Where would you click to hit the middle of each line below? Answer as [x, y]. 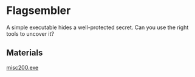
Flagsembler [39, 11]
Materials [25, 53]
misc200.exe [22, 67]
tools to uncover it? [30, 33]
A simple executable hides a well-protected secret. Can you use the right [97, 27]
